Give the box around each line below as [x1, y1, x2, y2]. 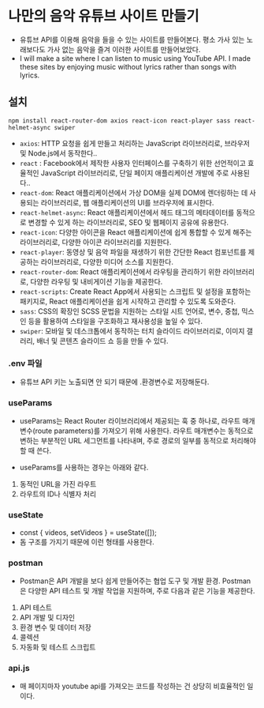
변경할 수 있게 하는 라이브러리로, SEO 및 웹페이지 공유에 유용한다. [28, 217, 229, 227]
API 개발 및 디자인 [19, 612, 76, 622]
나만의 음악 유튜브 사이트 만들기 [8, 7, 199, 25]
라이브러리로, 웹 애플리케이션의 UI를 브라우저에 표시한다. [40, 198, 214, 207]
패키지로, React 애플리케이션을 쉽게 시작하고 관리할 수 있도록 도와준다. [19, 296, 236, 306]
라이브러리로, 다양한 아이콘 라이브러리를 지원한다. [19, 237, 172, 247]
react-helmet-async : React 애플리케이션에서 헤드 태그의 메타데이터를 [19, 207, 235, 217]
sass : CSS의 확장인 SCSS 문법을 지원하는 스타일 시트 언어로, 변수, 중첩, [19, 306, 240, 316]
